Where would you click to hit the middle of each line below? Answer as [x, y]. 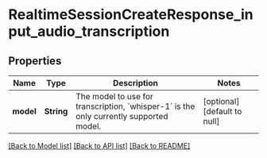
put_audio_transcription [89, 31]
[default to [222, 111]
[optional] [221, 101]
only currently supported [122, 116]
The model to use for [114, 96]
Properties [35, 61]
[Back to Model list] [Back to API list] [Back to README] [99, 146]
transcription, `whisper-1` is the [135, 106]
